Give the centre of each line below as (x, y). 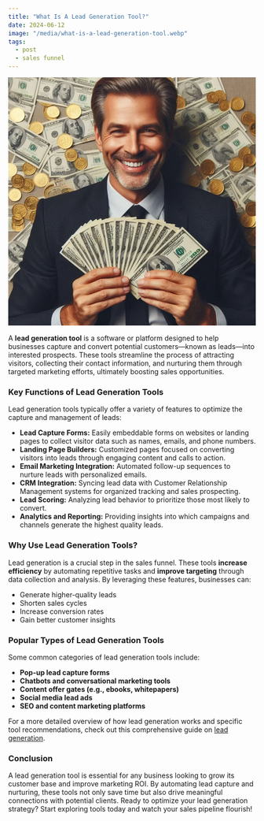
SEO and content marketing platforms (82, 706)
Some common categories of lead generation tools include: (104, 657)
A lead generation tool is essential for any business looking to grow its (121, 775)
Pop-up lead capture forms (64, 672)
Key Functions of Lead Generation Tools (86, 392)
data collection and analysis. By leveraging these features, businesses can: (130, 579)
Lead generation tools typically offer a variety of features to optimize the (125, 409)
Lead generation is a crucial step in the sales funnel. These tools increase (128, 563)
